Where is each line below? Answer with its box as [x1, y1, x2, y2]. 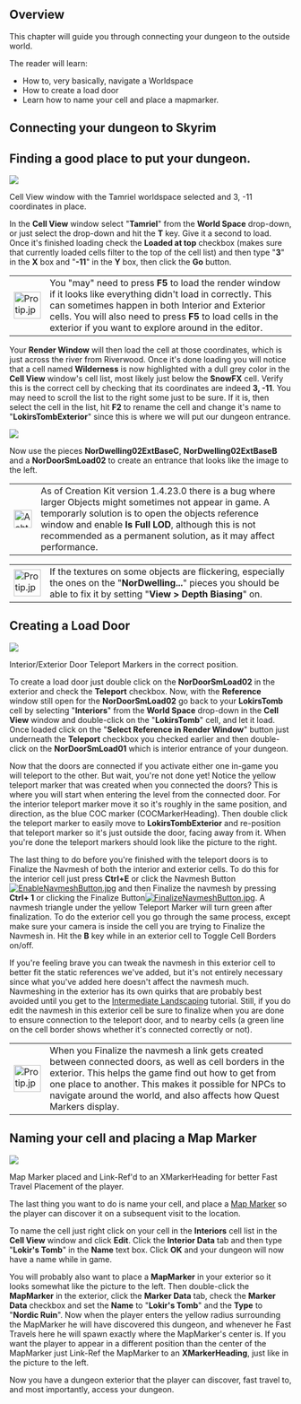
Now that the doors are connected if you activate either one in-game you [9, 760, 279, 771]
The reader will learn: [9, 57, 88, 68]
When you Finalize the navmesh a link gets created [49, 1044, 264, 1057]
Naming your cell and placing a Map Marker [9, 1130, 257, 1147]
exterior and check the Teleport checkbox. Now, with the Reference [9, 685, 262, 696]
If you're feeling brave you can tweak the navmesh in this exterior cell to [9, 957, 276, 968]
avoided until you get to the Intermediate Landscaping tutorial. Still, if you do [9, 995, 291, 1006]
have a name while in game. [9, 1253, 113, 1264]
